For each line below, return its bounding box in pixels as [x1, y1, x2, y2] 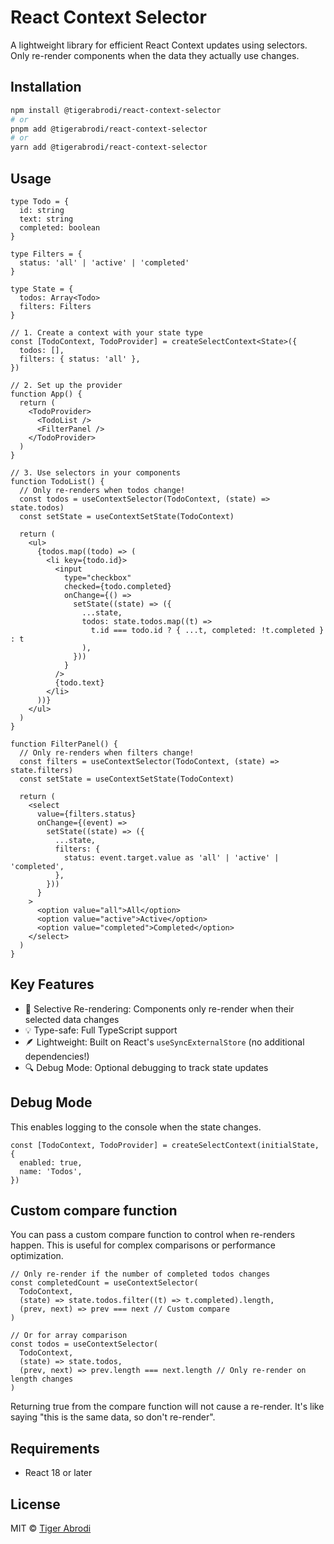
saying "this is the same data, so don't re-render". [10, 1411, 216, 1423]
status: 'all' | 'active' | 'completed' [19, 257, 190, 268]
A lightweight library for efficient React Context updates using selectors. [10, 39, 308, 51]
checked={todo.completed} [63, 581, 172, 591]
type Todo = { [10, 196, 70, 206]
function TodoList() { [10, 476, 105, 486]
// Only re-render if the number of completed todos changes [10, 1269, 271, 1280]
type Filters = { [10, 249, 83, 259]
